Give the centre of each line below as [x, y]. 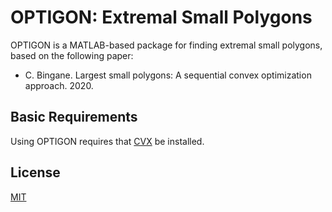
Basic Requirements [74, 117]
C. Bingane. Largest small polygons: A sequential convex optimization [168, 75]
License [35, 172]
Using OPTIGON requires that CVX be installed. [107, 141]
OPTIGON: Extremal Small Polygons [161, 17]
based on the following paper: [72, 55]
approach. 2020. [59, 85]
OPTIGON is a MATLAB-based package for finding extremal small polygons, [166, 45]
